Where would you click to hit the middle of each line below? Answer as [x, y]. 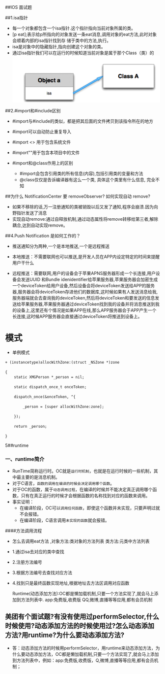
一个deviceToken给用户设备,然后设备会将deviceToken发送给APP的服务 [83, 285]
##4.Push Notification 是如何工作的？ [43, 236]
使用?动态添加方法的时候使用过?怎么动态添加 [86, 626]
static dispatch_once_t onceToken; [50, 387]
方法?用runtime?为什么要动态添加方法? [65, 635]
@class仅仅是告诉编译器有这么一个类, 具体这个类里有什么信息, [82, 179]
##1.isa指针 [17, 18]
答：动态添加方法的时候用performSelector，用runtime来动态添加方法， [84, 648]
